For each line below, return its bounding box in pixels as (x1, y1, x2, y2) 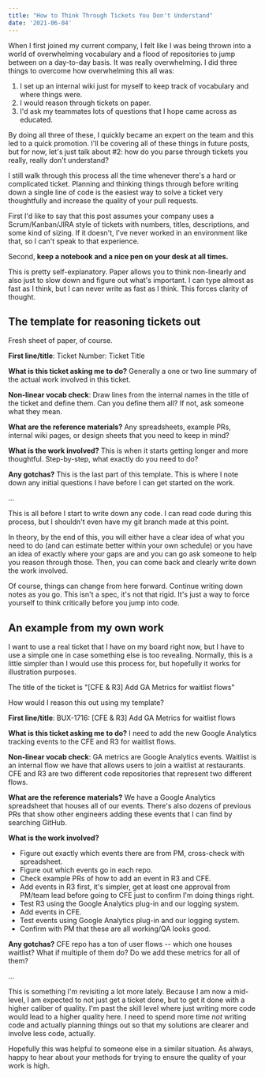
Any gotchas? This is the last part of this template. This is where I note (8, 469, 239, 479)
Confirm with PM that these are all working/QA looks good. (19, 924, 211, 933)
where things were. (19, 89, 83, 99)
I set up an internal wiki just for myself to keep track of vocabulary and (19, 81, 249, 91)
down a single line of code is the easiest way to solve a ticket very (8, 187, 223, 197)
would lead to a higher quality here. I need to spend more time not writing (8, 1012, 247, 1022)
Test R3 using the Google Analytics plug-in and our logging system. (19, 899, 240, 909)
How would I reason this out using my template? (8, 698, 164, 707)
